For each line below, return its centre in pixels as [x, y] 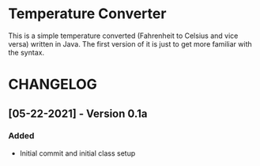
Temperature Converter [87, 14]
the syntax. [26, 52]
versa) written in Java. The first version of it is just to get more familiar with [130, 43]
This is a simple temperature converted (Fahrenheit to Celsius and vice [123, 36]
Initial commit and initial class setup [77, 153]
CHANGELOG [53, 85]
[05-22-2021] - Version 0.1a [78, 113]
